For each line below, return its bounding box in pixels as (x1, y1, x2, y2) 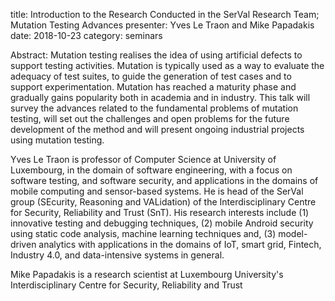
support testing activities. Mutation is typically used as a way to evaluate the (10, 60, 325, 71)
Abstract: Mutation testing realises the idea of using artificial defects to (10, 49, 303, 61)
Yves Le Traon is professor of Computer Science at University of (10, 154, 277, 165)
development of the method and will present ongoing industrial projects (10, 124, 305, 135)
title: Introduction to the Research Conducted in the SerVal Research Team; (10, 9, 320, 20)
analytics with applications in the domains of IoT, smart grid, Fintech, (38, 239, 322, 250)
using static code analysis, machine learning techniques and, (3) (10, 228, 277, 239)
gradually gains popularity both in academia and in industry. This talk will (10, 92, 311, 103)
